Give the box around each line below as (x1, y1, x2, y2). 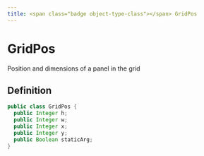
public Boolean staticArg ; (13, 136, 93, 143)
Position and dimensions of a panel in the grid (7, 64, 140, 73)
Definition (7, 84, 52, 96)
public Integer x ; (13, 123, 68, 130)
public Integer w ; (13, 116, 68, 124)
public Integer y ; (13, 129, 68, 136)
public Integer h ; (13, 110, 68, 117)
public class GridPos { (7, 103, 78, 110)
